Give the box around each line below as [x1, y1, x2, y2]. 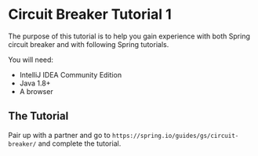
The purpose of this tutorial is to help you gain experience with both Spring [8, 31, 251, 41]
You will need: [8, 55, 53, 64]
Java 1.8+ [19, 78, 51, 88]
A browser [19, 86, 53, 96]
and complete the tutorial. [38, 139, 122, 148]
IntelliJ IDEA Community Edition [19, 70, 122, 79]
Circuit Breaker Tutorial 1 [8, 5, 173, 24]
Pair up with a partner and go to [8, 130, 111, 140]
